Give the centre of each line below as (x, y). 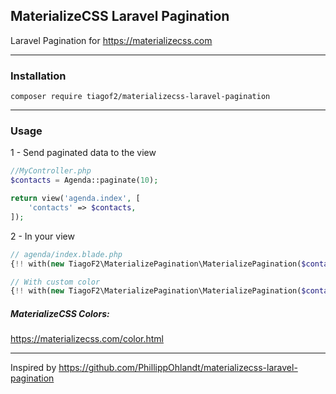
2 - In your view (42, 236)
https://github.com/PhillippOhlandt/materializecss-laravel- (178, 368)
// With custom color (55, 282)
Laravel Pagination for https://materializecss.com (111, 40)
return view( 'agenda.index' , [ (75, 199)
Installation (38, 76)
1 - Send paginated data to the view (83, 153)
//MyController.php (51, 171)
